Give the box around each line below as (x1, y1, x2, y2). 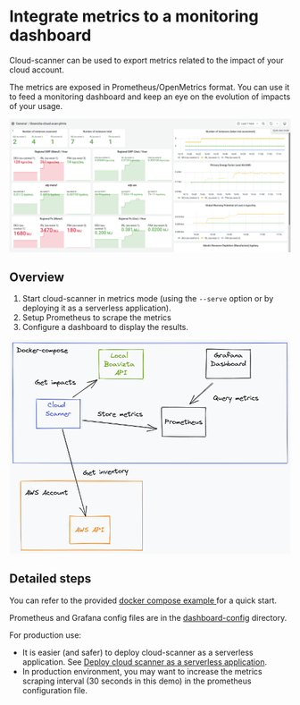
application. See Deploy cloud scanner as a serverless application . (21, 656, 268, 667)
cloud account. (9, 64, 64, 75)
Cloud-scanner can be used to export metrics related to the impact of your (9, 55, 284, 65)
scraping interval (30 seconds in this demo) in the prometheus (21, 675, 252, 686)
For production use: (9, 629, 82, 641)
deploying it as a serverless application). (21, 302, 171, 314)
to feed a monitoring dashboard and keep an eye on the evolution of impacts (9, 91, 291, 102)
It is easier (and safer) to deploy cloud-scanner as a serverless (21, 647, 254, 658)
